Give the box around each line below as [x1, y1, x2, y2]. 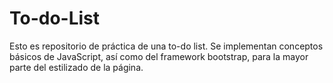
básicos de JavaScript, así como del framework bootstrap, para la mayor [9, 50, 309, 62]
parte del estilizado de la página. [9, 61, 144, 73]
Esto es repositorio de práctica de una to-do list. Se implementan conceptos [9, 40, 324, 52]
